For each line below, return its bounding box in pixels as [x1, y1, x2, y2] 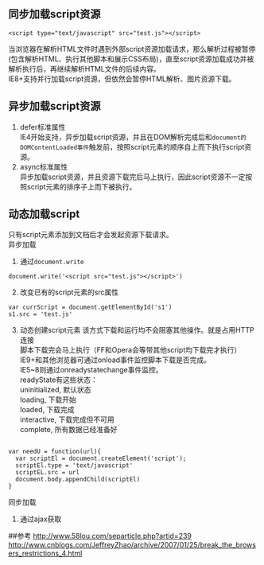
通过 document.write [19, 257, 85, 267]
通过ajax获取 [19, 514, 62, 524]
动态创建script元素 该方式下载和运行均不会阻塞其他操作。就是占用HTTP [19, 325, 254, 335]
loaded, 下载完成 [19, 405, 75, 415]
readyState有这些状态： [19, 375, 98, 384]
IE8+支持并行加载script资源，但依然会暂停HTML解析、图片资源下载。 [8, 74, 236, 84]
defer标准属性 [19, 122, 66, 131]
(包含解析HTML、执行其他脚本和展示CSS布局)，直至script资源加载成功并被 [8, 54, 254, 64]
